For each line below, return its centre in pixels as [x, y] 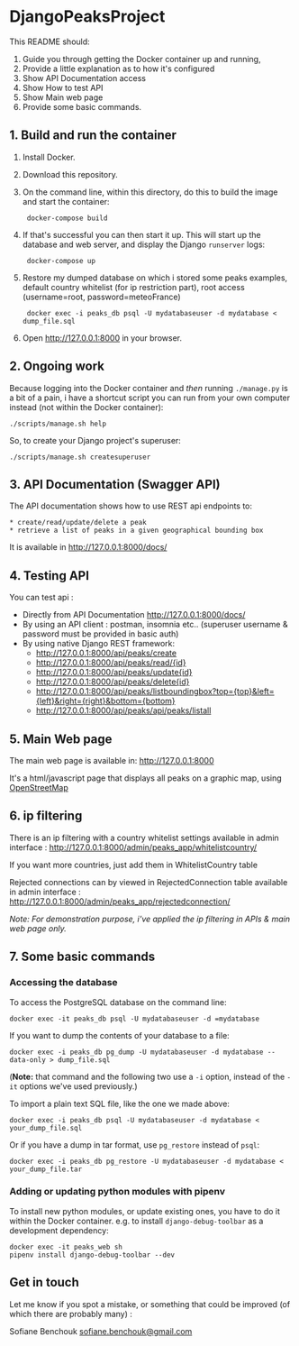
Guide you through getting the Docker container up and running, [141, 59]
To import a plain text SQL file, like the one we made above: [119, 1103]
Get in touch [44, 1282]
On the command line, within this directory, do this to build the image [150, 192]
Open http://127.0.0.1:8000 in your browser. [102, 338]
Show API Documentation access [84, 78]
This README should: [50, 41]
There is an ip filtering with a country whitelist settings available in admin [144, 838]
